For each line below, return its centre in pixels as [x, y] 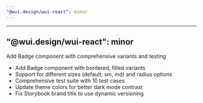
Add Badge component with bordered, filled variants [80, 68]
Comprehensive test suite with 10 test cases [70, 81]
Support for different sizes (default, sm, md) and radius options [94, 74]
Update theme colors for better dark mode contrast [79, 87]
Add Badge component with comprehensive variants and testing [86, 56]
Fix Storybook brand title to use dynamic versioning [79, 93]
